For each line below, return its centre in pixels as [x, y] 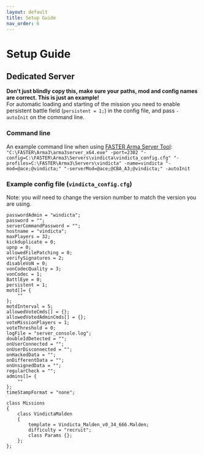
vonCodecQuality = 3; [34, 269]
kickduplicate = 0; [31, 242]
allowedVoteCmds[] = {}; [38, 312]
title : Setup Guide [31, 18]
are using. [19, 204]
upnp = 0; [19, 247]
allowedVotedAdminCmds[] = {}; [46, 317]
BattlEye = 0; [25, 279]
